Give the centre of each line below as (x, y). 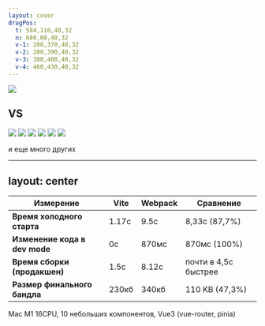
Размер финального (52, 285)
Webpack (159, 204)
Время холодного (47, 216)
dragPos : (22, 23)
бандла (27, 294)
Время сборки (41, 262)
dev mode (32, 249)
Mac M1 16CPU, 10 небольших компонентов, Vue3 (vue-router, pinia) (122, 314)
